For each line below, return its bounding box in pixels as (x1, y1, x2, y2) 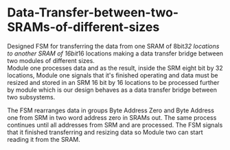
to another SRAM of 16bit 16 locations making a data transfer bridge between (7, 49, 224, 58)
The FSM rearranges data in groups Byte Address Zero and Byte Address (7, 106, 215, 114)
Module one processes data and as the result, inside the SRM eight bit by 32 (7, 64, 223, 72)
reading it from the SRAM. (7, 135, 80, 143)
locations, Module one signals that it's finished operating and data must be (7, 71, 218, 79)
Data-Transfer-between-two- (7, 5, 179, 21)
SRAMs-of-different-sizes (7, 19, 160, 35)
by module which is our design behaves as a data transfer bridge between (7, 86, 218, 94)
